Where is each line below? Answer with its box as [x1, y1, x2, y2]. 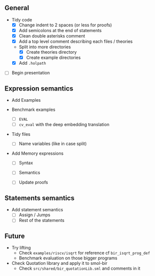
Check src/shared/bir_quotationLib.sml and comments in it [19, 265, 141, 272]
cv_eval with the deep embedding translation [19, 122, 110, 128]
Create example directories [26, 55, 81, 60]
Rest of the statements [19, 218, 64, 223]
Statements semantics [4, 194, 75, 202]
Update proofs [19, 180, 48, 185]
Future [4, 232, 25, 240]
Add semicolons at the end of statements [19, 27, 102, 33]
